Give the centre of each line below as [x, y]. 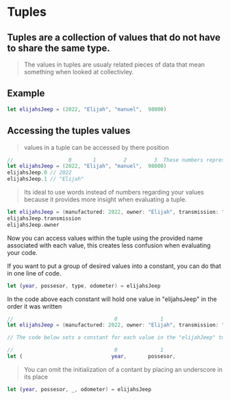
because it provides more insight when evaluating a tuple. [105, 199]
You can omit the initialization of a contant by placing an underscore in [123, 369]
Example [26, 93]
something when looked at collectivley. [79, 72]
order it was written [35, 306]
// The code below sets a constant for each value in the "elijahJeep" [111, 337]
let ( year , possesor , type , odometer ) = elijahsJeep [84, 286]
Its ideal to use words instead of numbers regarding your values [114, 192]
